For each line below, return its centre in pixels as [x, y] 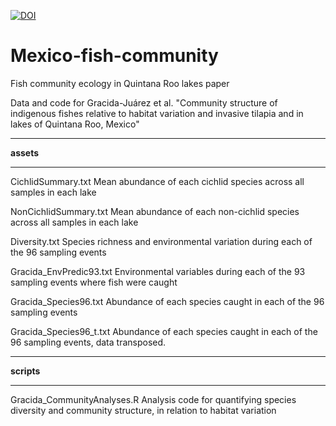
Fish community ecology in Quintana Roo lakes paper [120, 83]
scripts [25, 371]
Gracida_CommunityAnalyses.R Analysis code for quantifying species [153, 399]
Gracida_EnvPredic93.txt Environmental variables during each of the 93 [158, 271]
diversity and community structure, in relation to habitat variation [143, 410]
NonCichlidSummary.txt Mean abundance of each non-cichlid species [155, 211]
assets [25, 152]
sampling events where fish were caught [94, 282]
